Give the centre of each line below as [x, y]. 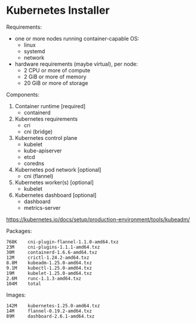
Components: [23, 94]
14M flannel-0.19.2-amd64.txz [49, 311]
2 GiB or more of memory [55, 77]
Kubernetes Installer [58, 10]
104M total [24, 284]
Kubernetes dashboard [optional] [56, 195]
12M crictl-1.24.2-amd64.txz [48, 258]
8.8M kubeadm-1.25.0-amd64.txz [49, 263]
